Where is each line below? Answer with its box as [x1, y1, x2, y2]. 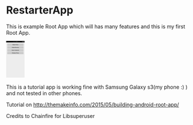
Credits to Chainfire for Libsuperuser [6, 112, 95, 119]
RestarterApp [6, 4, 74, 17]
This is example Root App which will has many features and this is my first [6, 23, 185, 30]
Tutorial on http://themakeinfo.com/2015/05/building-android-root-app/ [6, 101, 179, 108]
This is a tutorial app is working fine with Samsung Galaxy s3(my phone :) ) [6, 83, 188, 90]
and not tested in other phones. [6, 89, 82, 97]
